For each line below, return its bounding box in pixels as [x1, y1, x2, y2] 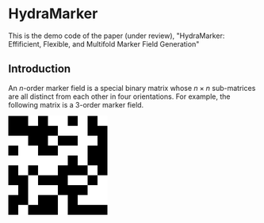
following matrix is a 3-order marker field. [8, 100, 144, 109]
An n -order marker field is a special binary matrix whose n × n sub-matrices [8, 83, 256, 93]
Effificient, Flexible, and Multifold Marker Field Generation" [8, 39, 200, 48]
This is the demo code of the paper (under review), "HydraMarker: [8, 31, 225, 40]
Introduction [8, 62, 71, 76]
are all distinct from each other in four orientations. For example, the [8, 92, 231, 101]
